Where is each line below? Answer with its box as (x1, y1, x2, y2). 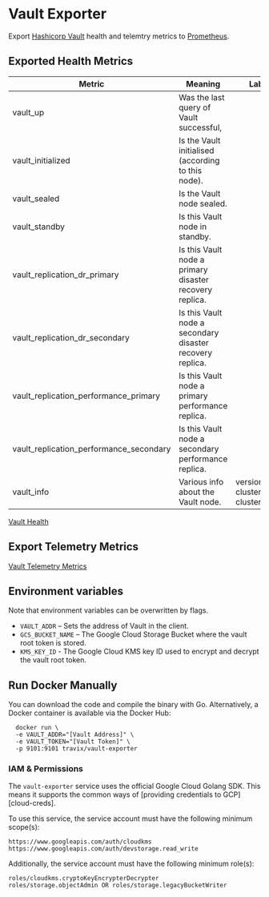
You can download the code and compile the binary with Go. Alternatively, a (8, 700, 259, 710)
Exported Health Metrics (8, 54, 134, 68)
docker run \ (15, 724, 59, 732)
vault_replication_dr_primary (12, 269, 119, 280)
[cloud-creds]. (8, 798, 56, 808)
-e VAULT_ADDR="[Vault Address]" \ (15, 730, 134, 739)
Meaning (186, 78, 221, 89)
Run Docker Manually (8, 678, 118, 692)
